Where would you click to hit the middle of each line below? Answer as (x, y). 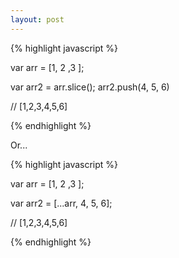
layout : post (37, 19)
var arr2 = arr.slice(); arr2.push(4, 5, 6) (90, 87)
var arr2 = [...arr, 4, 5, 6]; (61, 203)
